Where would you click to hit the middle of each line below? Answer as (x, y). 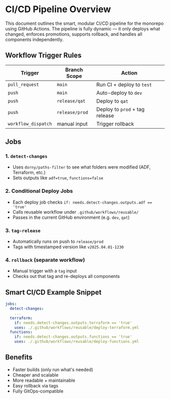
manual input (72, 124)
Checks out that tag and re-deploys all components (66, 276)
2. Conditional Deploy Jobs (39, 191)
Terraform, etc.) (29, 173)
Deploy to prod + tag (120, 109)
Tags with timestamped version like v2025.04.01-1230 (68, 247)
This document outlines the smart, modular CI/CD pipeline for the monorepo (84, 23)
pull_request (24, 84)
